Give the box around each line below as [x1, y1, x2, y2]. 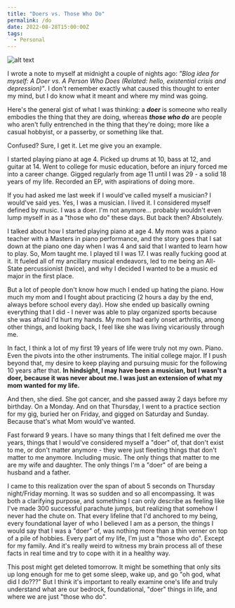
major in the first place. [7, 272, 74, 280]
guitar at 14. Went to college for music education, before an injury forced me [7, 162, 228, 171]
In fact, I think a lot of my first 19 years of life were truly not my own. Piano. [7, 344, 223, 352]
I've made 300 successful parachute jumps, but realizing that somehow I [7, 504, 218, 513]
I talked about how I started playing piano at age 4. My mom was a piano [7, 227, 217, 235]
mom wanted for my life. [7, 381, 80, 390]
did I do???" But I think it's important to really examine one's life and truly [7, 578, 218, 586]
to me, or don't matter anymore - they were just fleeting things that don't [7, 446, 217, 454]
